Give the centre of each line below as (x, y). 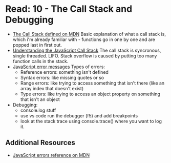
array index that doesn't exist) (52, 88)
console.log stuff (38, 110)
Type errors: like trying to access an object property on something (90, 94)
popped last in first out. (37, 45)
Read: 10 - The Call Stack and (69, 9)
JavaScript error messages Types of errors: (59, 67)
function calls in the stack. (40, 61)
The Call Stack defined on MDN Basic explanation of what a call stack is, (89, 34)
